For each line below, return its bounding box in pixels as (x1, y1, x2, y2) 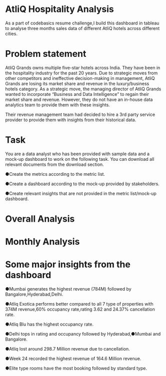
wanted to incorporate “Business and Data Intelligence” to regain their (5, 91, 149, 97)
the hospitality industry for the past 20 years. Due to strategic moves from (5, 70, 158, 76)
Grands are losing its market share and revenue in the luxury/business (5, 80, 149, 86)
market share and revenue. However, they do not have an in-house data (5, 96, 153, 102)
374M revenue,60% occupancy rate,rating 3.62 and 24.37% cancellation (5, 306, 155, 313)
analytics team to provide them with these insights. (5, 101, 110, 108)
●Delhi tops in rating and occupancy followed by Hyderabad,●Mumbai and (5, 331, 161, 337)
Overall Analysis (5, 213, 75, 224)
